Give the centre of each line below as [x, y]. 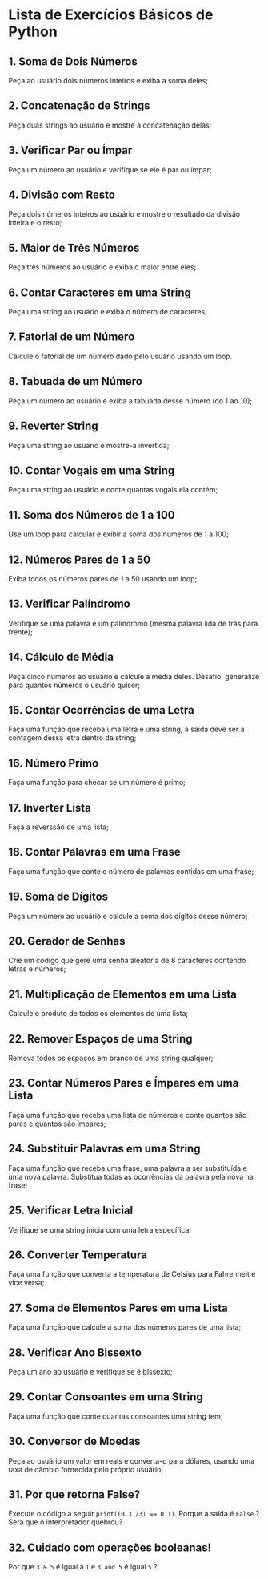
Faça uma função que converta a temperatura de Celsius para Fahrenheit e [132, 1274]
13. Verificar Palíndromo [69, 604]
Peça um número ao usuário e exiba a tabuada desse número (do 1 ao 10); [130, 401]
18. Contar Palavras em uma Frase [95, 852]
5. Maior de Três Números [74, 247]
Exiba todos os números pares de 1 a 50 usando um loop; [103, 578]
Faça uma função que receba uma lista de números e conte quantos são [128, 1115]
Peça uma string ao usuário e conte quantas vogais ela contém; [113, 490]
